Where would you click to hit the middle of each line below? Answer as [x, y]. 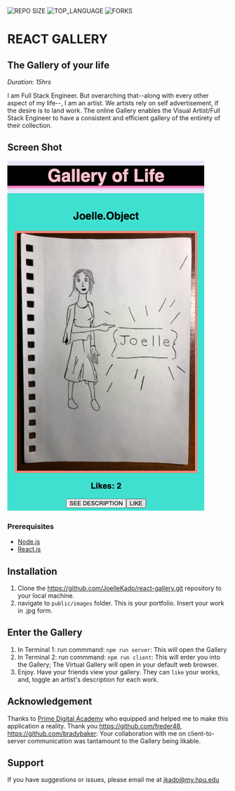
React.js [29, 549]
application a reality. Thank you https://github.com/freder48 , [95, 726]
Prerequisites [31, 526]
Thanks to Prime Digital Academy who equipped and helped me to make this [118, 718]
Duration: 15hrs [29, 82]
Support [26, 763]
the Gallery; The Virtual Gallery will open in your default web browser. [118, 665]
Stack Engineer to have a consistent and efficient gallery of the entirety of [114, 118]
